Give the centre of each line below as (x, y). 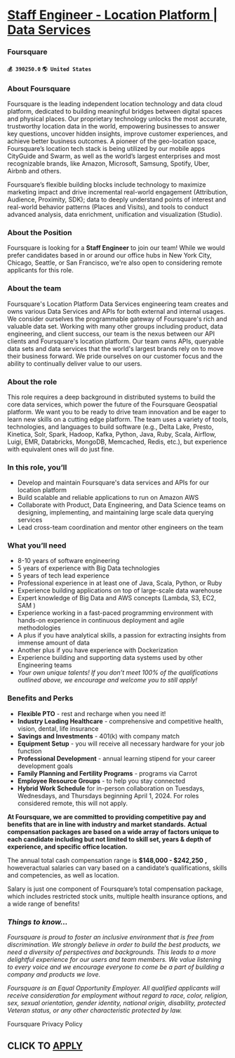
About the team (34, 289)
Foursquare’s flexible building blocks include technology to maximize (107, 185)
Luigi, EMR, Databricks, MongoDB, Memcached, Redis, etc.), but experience (117, 442)
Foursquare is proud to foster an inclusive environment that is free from (110, 937)
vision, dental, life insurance (58, 728)
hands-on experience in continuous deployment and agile (101, 621)
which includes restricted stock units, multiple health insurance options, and (117, 896)
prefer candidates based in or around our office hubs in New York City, (109, 256)
